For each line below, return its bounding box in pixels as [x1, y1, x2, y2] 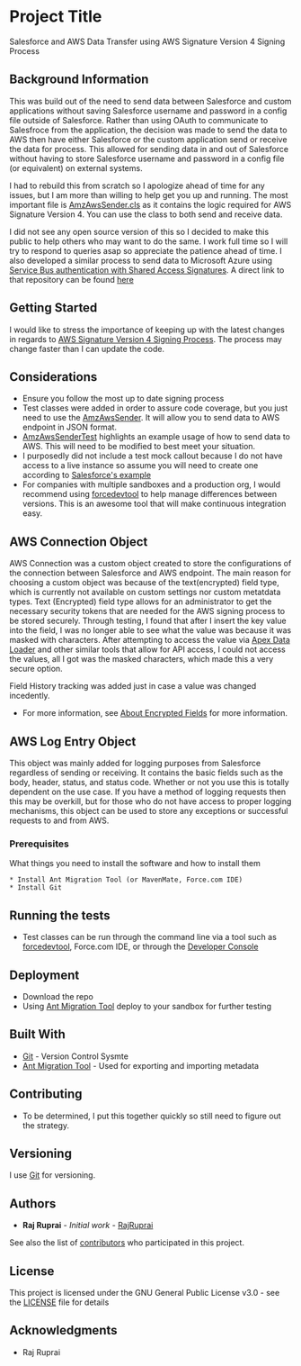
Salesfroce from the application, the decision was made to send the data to [9, 124, 288, 135]
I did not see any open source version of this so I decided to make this [9, 226, 270, 237]
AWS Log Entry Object [9, 734, 137, 749]
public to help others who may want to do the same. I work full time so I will [9, 236, 288, 247]
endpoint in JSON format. [22, 421, 118, 433]
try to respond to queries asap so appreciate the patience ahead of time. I [9, 245, 282, 256]
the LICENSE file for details [9, 1297, 110, 1307]
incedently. [9, 691, 51, 701]
